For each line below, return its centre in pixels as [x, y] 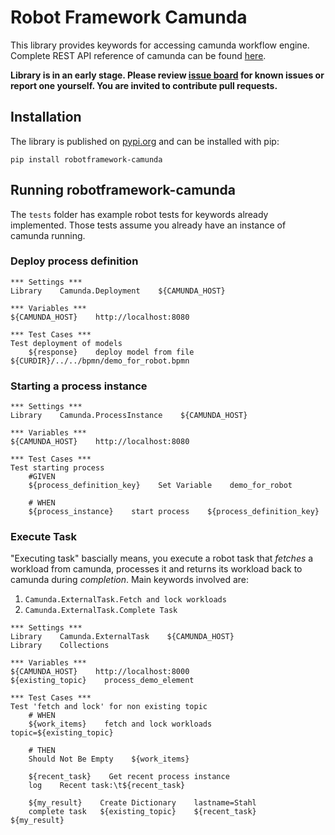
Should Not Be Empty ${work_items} [109, 759]
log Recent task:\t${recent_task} [107, 786]
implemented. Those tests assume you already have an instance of [148, 225]
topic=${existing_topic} [62, 733]
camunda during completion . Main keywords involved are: [130, 580]
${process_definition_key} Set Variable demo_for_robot [160, 486]
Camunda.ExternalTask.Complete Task [101, 611]
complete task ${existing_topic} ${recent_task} [142, 812]
